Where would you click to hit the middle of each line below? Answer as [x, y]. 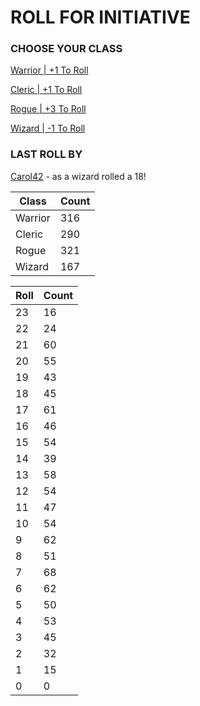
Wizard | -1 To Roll [48, 128]
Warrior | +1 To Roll [49, 70]
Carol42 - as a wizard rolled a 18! [78, 176]
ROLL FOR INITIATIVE [100, 17]
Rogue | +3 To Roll [48, 109]
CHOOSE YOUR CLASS [66, 49]
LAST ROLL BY [46, 154]
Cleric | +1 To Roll [46, 90]
